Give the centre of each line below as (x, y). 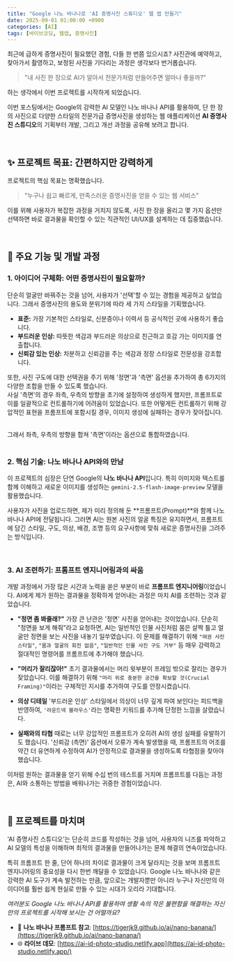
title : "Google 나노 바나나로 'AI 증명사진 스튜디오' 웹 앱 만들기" (95, 14)
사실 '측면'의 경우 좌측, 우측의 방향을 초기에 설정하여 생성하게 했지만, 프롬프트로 (115, 394)
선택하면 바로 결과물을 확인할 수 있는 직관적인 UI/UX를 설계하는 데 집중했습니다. (115, 219)
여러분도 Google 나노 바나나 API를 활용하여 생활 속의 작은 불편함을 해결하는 (110, 904)
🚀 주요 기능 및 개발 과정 (54, 257)
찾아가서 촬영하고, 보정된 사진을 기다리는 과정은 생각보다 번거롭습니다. (102, 63)
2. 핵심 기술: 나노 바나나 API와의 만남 (65, 461)
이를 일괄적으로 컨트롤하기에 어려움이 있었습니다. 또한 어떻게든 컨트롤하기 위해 (113, 403)
